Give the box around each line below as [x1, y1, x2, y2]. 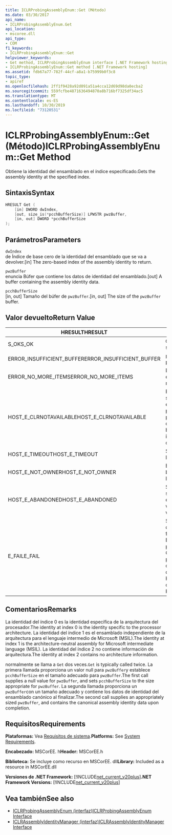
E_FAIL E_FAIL [8, 552, 40, 559]
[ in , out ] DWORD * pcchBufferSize [14, 216, 86, 222]
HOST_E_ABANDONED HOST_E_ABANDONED [8, 496, 117, 503]
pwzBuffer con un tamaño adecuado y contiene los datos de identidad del [5, 688, 159, 695]
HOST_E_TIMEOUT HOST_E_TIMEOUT [8, 450, 98, 457]
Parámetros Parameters [5, 235, 81, 244]
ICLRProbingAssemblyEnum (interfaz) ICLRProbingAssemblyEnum [12, 808, 152, 814]
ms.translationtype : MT [5, 93, 56, 98]
